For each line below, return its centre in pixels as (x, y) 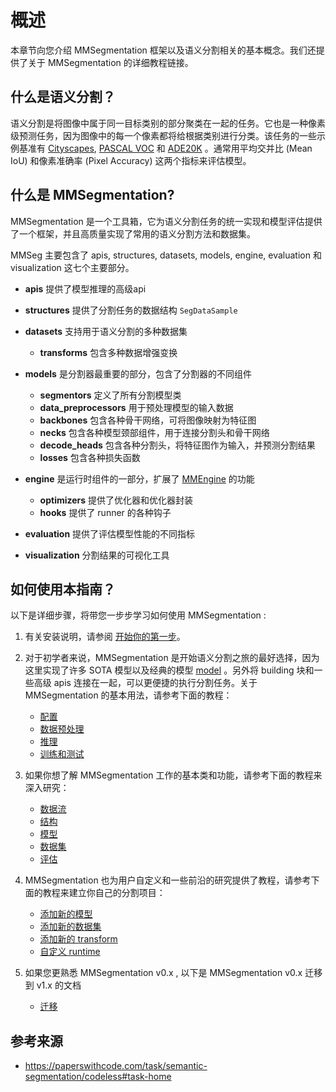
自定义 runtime (70, 952)
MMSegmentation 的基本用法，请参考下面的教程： (128, 695)
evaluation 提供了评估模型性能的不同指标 (110, 533)
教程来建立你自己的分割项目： (104, 893)
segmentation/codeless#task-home (98, 1077)
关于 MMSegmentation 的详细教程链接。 (110, 62)
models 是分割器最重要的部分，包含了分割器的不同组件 (138, 373)
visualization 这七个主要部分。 (72, 267)
